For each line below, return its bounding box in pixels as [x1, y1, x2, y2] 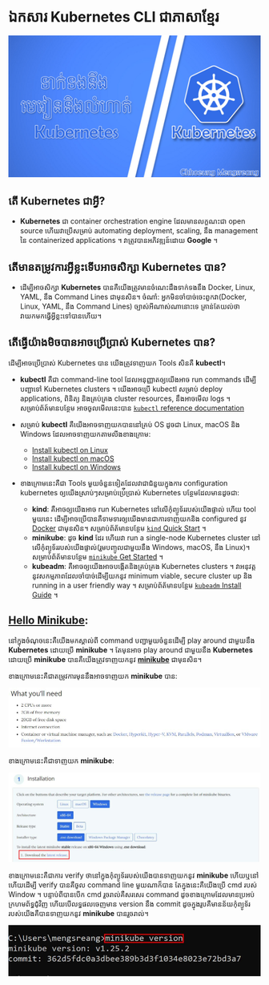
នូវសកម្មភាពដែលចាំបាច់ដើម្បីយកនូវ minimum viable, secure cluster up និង [31, 571, 253, 580]
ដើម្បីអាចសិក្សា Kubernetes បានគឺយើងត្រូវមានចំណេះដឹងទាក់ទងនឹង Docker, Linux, [19, 283, 255, 293]
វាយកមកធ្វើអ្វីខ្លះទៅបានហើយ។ [19, 311, 102, 321]
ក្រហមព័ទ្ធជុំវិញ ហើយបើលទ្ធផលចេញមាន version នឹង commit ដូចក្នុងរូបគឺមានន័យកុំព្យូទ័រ [8, 898, 251, 908]
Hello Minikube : [8, 614, 89, 628]
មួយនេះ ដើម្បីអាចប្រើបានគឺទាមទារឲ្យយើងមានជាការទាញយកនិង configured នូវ [31, 514, 247, 523]
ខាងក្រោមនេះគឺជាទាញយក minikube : [8, 756, 114, 765]
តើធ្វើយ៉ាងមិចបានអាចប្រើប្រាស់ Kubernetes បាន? [8, 336, 216, 349]
